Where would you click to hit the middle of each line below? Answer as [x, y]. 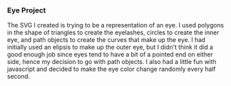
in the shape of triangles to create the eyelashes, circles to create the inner [113, 32]
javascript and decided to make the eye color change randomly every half [111, 69]
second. [19, 76]
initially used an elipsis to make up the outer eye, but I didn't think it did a [110, 47]
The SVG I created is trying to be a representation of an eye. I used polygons [115, 25]
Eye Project [26, 10]
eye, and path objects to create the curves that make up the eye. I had [106, 40]
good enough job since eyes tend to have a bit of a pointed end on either [110, 54]
